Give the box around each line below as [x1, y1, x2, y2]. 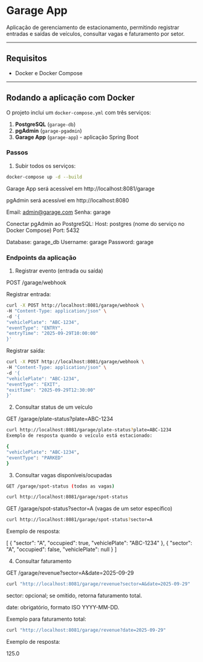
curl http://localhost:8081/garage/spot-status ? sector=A [6, 517, 153, 523]
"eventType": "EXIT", [6, 381, 61, 388]
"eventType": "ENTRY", [6, 325, 63, 331]
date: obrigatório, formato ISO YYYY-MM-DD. [6, 604, 120, 611]
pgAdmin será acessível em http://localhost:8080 [6, 196, 129, 204]
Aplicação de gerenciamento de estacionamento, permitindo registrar [6, 24, 179, 31]
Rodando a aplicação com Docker [6, 93, 135, 103]
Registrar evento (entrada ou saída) [14, 267, 103, 274]
